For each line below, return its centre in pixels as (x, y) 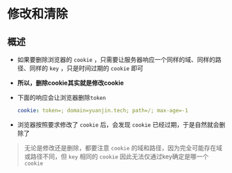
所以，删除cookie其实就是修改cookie (71, 83)
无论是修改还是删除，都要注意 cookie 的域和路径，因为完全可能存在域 (123, 147)
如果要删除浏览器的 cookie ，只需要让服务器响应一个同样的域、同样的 (116, 60)
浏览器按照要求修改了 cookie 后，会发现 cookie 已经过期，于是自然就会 (118, 124)
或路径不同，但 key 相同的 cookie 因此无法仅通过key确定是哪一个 (116, 156)
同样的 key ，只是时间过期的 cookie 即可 (86, 68)
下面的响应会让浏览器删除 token (61, 98)
